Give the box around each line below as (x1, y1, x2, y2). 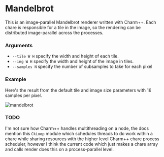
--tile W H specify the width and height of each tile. (12, 53, 119, 59)
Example (5, 76, 27, 83)
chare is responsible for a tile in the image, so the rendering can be (5, 24, 141, 30)
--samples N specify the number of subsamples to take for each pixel (12, 63, 153, 69)
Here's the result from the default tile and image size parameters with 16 (5, 87, 152, 93)
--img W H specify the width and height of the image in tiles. (12, 59, 134, 64)
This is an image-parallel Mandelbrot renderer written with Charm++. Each (5, 19, 156, 25)
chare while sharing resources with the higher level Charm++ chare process (5, 136, 160, 142)
